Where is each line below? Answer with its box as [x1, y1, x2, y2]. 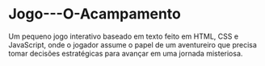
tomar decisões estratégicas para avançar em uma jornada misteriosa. [8, 48, 243, 58]
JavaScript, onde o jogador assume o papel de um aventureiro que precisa [8, 39, 257, 49]
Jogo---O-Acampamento [8, 5, 182, 23]
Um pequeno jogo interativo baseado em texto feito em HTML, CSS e [8, 31, 239, 41]
